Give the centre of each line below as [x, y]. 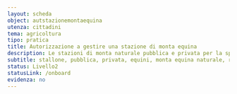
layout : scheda [30, 14]
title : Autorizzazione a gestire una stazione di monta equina [102, 47]
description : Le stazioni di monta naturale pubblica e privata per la [115, 54]
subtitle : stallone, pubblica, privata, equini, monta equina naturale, [116, 60]
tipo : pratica [28, 40]
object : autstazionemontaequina [55, 20]
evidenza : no [26, 80]
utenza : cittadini [34, 27]
